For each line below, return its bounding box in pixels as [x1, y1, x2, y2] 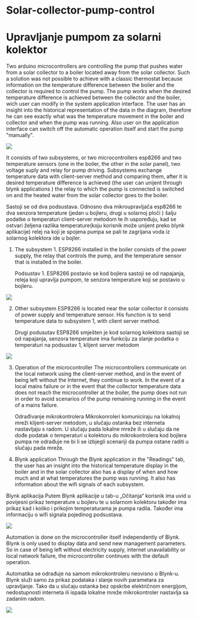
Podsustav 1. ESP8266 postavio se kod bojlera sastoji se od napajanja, [14, 270, 185, 277]
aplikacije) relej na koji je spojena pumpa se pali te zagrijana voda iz [6, 228, 171, 235]
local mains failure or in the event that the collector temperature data [14, 383, 181, 390]
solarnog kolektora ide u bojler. [6, 234, 81, 242]
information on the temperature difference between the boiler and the [6, 81, 175, 89]
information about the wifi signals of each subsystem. [14, 481, 145, 488]
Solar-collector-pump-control [6, 4, 155, 17]
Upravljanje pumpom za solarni [6, 31, 162, 44]
